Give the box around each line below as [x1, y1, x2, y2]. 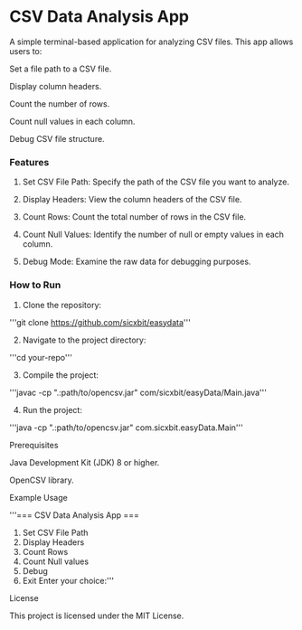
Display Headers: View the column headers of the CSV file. [22, 194, 242, 205]
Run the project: [22, 404, 83, 415]
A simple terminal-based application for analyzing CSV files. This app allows [9, 36, 294, 47]
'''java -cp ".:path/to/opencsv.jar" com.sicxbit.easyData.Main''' [9, 422, 244, 433]
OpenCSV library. [9, 475, 74, 485]
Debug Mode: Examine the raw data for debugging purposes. [22, 256, 251, 268]
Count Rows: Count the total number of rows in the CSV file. [22, 212, 247, 222]
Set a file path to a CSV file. [9, 63, 112, 74]
